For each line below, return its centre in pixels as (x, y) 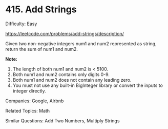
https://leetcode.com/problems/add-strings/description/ (65, 33)
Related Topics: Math (28, 110)
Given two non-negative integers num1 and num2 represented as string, (81, 43)
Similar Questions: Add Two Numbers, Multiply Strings (62, 121)
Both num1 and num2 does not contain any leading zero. (72, 80)
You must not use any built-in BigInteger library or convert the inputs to (88, 85)
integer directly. (29, 90)
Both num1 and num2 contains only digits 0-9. (61, 74)
